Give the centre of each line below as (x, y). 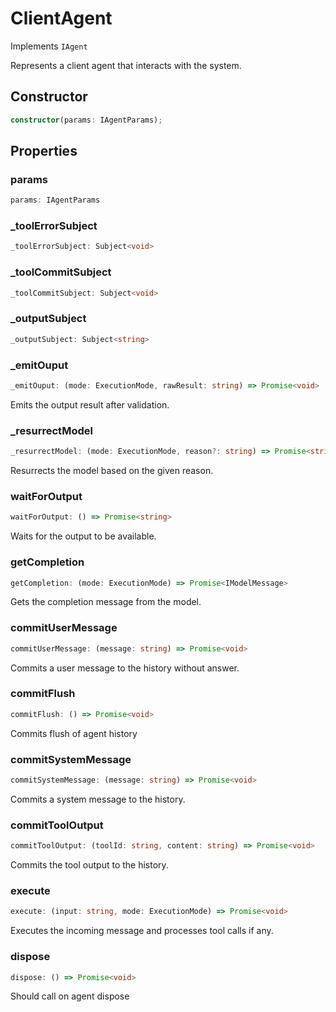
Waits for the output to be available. (83, 536)
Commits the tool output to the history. (89, 865)
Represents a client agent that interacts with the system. (126, 65)
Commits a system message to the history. (98, 799)
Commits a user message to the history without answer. (125, 668)
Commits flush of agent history (74, 733)
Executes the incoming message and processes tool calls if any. (142, 931)
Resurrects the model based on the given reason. (112, 471)
